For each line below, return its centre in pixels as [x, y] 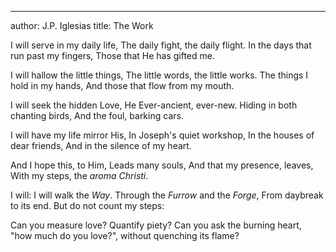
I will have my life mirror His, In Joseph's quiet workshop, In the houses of [162, 135]
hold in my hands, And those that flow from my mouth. [122, 85]
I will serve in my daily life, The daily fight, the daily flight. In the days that [161, 45]
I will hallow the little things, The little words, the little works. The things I [159, 75]
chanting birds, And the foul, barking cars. [97, 115]
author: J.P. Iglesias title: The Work [82, 25]
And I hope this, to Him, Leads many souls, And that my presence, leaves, [162, 165]
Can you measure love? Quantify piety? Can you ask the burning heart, [156, 225]
